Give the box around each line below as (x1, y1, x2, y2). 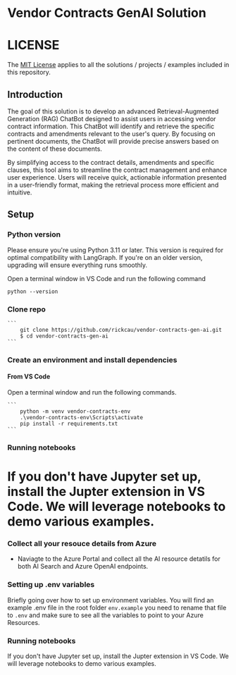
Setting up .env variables (7, 580, 95, 590)
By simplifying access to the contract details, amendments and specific (7, 158, 215, 166)
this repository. (7, 68, 51, 77)
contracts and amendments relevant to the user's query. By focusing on (7, 129, 216, 138)
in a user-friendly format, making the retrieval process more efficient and (7, 180, 219, 189)
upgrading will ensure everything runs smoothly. (7, 261, 148, 269)
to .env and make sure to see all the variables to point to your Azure (7, 611, 204, 619)
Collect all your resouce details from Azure (7, 539, 157, 549)
